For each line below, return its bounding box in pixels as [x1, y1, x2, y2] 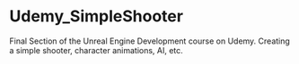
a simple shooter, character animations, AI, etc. [9, 44, 184, 55]
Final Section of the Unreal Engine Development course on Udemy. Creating [9, 36, 290, 46]
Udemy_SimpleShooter [9, 6, 184, 27]
